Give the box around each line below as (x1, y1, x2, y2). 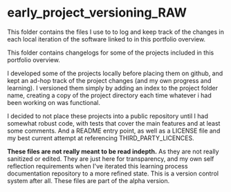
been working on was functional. (7, 98, 100, 106)
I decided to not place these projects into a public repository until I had (7, 112, 209, 120)
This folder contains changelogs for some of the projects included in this (7, 48, 214, 57)
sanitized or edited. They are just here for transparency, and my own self (7, 154, 214, 163)
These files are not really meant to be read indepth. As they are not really (7, 147, 219, 155)
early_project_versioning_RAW (7, 5, 187, 21)
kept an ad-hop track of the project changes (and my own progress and (7, 76, 212, 84)
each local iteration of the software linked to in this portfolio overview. (7, 35, 206, 43)
